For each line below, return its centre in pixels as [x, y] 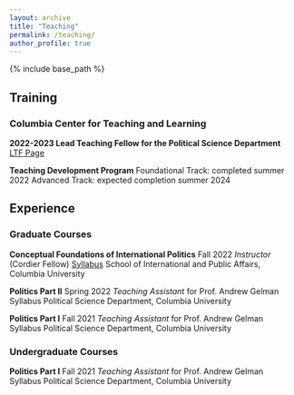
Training [34, 98]
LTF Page [27, 153]
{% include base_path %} [57, 69]
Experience [42, 208]
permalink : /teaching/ [52, 35]
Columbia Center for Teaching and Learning [108, 123]
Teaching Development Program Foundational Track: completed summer [147, 170]
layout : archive [40, 18]
